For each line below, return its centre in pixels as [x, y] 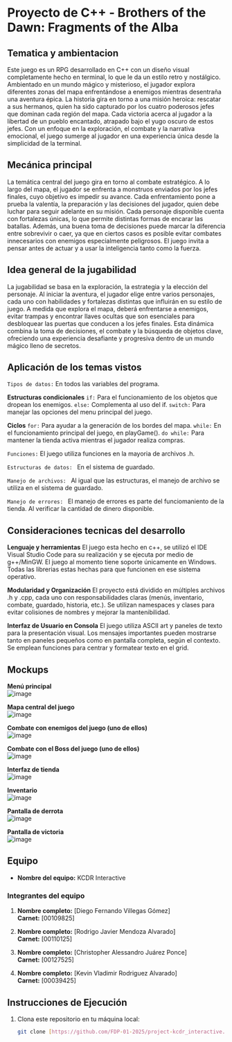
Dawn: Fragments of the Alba [93, 27]
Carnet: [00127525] [45, 960]
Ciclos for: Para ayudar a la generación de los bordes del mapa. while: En [114, 426]
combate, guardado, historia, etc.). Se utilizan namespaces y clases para [111, 605]
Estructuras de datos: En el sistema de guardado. [81, 467]
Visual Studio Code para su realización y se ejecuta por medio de [100, 555]
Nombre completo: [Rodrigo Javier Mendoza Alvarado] [96, 932]
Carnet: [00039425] [46, 981]
